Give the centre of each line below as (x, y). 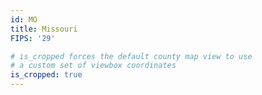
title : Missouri (44, 29)
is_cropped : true (46, 75)
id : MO (24, 19)
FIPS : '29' (33, 38)
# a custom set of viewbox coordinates (93, 66)
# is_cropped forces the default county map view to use (131, 56)
